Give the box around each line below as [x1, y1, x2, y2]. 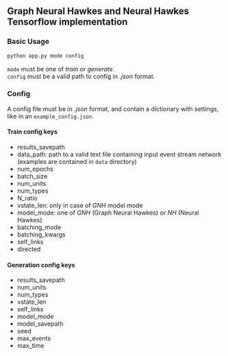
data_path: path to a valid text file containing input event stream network [16, 150, 222, 158]
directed [16, 245, 41, 253]
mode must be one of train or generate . [7, 64, 115, 73]
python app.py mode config [7, 52, 84, 59]
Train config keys [7, 128, 58, 136]
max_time [16, 342, 45, 350]
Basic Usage [7, 37, 50, 47]
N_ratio [16, 194, 38, 202]
